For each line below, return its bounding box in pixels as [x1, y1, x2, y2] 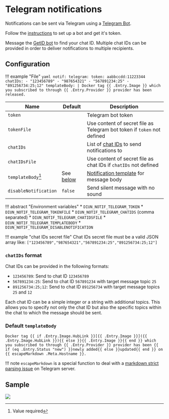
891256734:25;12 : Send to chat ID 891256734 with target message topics [12, 284, 160, 290]
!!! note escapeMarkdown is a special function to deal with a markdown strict [5, 360, 159, 366]
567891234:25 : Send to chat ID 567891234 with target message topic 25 [12, 278, 157, 285]
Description [110, 103, 139, 110]
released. [5, 92, 26, 97]
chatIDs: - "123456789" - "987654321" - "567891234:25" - [5, 78, 129, 84]
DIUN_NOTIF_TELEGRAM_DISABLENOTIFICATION [5, 225, 94, 230]
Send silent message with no [87, 184, 155, 191]
